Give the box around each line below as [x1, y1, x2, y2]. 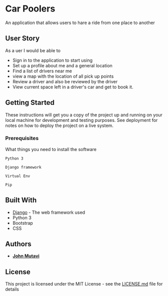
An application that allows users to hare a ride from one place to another [5, 20, 155, 26]
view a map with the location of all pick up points [12, 73, 114, 79]
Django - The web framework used [12, 209, 86, 215]
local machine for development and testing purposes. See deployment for [5, 117, 158, 123]
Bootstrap [12, 220, 33, 226]
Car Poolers [5, 3, 55, 15]
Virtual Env [5, 174, 30, 179]
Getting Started [5, 98, 55, 107]
